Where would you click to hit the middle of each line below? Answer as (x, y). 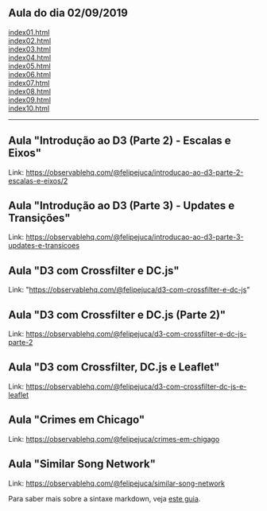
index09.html (30, 99)
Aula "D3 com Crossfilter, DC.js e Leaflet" (114, 368)
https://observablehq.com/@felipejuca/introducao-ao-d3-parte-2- (135, 172)
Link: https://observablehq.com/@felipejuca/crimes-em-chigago (114, 439)
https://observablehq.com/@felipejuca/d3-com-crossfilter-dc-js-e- (136, 386)
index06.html (30, 74)
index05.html (30, 66)
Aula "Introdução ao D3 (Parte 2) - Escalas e (120, 141)
